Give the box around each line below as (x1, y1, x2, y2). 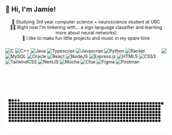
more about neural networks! (55, 29, 117, 36)
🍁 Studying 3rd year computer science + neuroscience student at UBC (11, 18, 161, 25)
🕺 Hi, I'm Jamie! (5, 5, 56, 14)
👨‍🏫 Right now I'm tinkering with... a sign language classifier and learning (10, 24, 162, 30)
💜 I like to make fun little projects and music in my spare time (22, 35, 150, 41)
